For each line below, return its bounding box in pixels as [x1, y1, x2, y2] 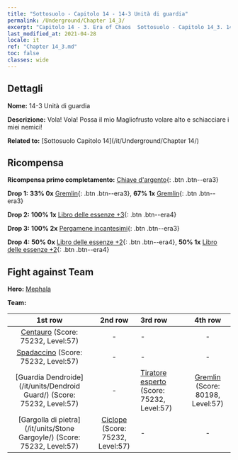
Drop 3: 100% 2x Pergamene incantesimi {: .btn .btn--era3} [7, 224, 181, 233]
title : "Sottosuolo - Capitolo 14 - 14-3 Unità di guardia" [7, 10, 189, 18]
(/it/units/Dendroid [18, 381, 80, 391]
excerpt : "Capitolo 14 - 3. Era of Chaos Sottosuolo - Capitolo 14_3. [7, 23, 223, 30]
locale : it [7, 37, 40, 44]
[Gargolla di [18, 415, 57, 425]
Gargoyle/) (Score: [18, 432, 81, 442]
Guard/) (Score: [23, 390, 76, 400]
